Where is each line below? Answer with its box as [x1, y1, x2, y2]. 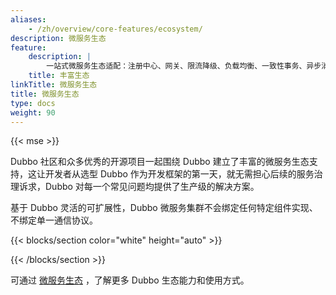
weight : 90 [10, 107, 56, 118]
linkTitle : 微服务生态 [10, 80, 98, 90]
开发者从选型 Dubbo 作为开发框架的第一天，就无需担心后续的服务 [44, 168, 315, 180]
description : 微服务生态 [10, 33, 107, 43]
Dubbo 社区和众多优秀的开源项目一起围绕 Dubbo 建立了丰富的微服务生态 [10, 156, 310, 168]
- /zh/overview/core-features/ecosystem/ [28, 24, 203, 34]
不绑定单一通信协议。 [10, 214, 98, 226]
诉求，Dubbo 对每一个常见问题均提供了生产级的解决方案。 [18, 181, 260, 193]
